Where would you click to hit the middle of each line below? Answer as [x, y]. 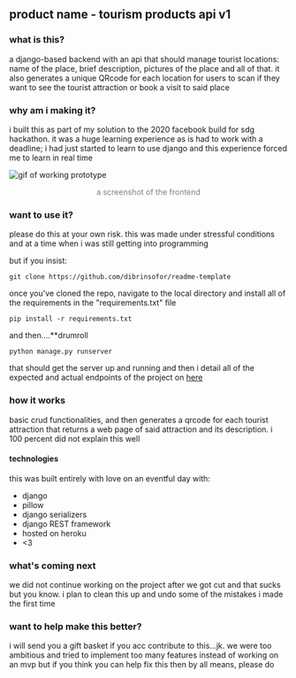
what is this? [37, 40]
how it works [38, 400]
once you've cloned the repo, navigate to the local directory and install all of [148, 293]
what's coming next [53, 566]
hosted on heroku [54, 533]
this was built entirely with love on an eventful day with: [110, 478]
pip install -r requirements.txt [71, 319]
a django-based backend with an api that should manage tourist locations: [144, 59]
